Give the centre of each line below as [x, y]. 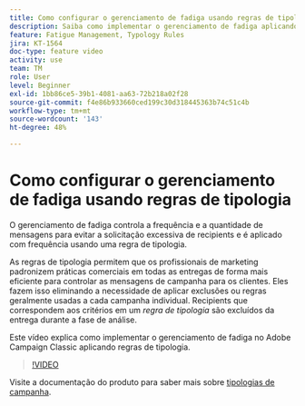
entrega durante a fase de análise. [74, 320]
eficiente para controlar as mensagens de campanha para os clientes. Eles [149, 281]
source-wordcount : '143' [56, 119]
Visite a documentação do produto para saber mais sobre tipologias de [142, 381]
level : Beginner [40, 85]
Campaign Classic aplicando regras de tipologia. [100, 347]
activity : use [36, 60]
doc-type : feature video [56, 52]
